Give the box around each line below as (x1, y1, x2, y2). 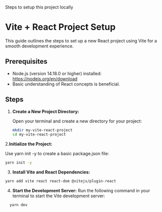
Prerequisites (5, 57, 48, 66)
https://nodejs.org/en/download (12, 76, 78, 82)
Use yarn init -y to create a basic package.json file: (5, 151, 109, 157)
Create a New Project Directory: (12, 108, 79, 114)
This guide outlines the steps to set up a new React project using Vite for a (5, 38, 157, 43)
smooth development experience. (5, 43, 74, 49)
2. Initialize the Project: (5, 141, 53, 147)
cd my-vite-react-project (12, 132, 66, 137)
